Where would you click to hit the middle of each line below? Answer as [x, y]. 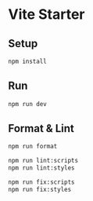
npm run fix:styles [40, 189]
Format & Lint [41, 128]
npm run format [33, 147]
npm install [27, 61]
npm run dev [27, 104]
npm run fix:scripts [42, 182]
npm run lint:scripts [43, 161]
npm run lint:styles [42, 168]
